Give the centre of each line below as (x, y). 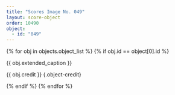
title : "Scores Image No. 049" (46, 12)
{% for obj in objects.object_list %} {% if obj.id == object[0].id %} (88, 51)
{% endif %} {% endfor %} (40, 86)
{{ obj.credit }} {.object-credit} (44, 75)
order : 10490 (23, 23)
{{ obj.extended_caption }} (39, 63)
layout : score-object (33, 17)
